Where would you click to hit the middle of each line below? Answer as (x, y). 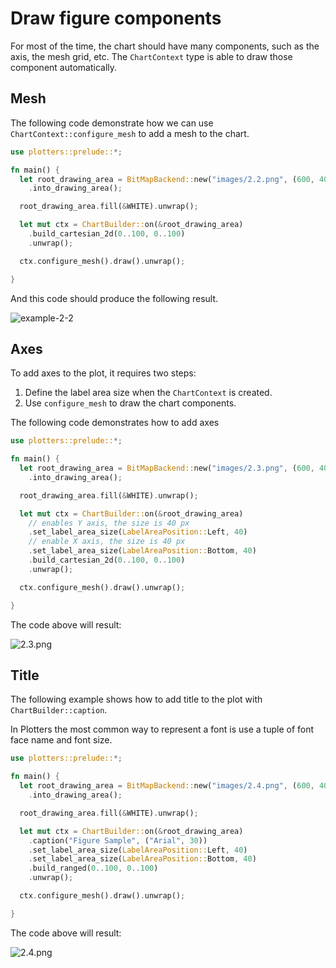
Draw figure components (116, 18)
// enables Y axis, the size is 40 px (109, 523)
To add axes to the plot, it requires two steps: (103, 373)
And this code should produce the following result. (114, 298)
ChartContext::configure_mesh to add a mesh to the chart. (130, 133)
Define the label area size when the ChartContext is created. (148, 393)
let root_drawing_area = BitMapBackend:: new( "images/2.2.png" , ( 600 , (167, 179)
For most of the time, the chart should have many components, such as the (165, 46)
